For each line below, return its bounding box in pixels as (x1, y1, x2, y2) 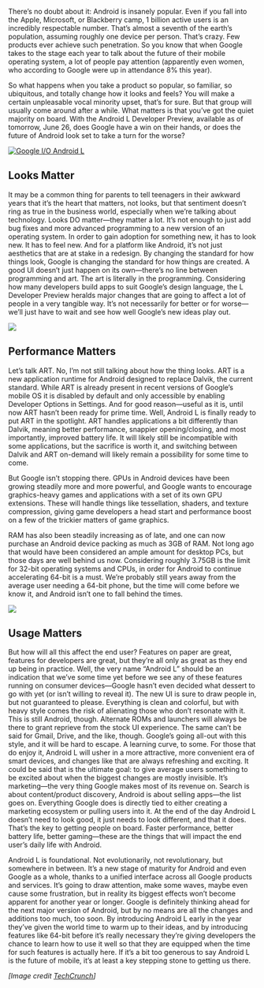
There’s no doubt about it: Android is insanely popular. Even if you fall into (8, 7, 247, 16)
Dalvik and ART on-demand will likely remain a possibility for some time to (8, 449, 249, 459)
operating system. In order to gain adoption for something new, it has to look (8, 232, 256, 241)
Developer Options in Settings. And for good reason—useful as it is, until (8, 399, 244, 408)
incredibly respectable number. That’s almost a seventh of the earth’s (8, 24, 232, 32)
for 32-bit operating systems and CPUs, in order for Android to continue (8, 564, 242, 573)
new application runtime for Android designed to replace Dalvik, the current (8, 374, 254, 383)
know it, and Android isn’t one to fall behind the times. (8, 589, 184, 598)
